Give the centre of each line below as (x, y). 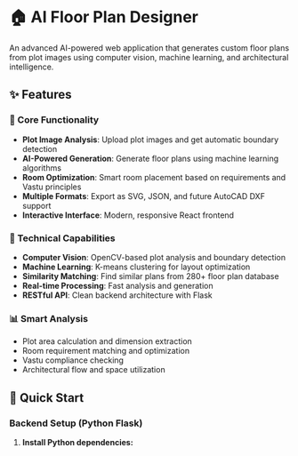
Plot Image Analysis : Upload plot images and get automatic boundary (150, 140)
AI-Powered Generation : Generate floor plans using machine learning (150, 158)
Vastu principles (52, 187)
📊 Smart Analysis (49, 318)
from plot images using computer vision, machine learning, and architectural (149, 57)
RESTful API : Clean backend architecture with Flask (117, 295)
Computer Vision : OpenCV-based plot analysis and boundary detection (154, 257)
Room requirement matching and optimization (105, 351)
